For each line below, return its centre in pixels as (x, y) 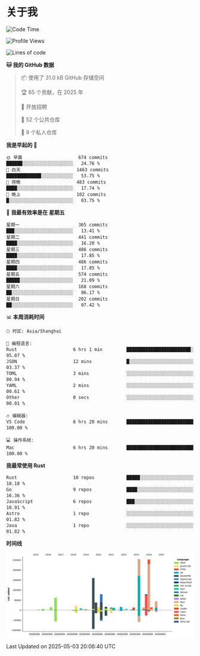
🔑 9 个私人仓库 (39, 132)
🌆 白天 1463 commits (58, 170)
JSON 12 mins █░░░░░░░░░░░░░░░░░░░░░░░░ (100, 361)
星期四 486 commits (57, 262)
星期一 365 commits (57, 225)
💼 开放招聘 (34, 107)
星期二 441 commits (57, 237)
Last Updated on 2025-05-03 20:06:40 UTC (61, 646)
